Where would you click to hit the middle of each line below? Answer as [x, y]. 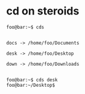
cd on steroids [43, 11]
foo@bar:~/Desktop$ [31, 85]
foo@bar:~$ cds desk [32, 80]
